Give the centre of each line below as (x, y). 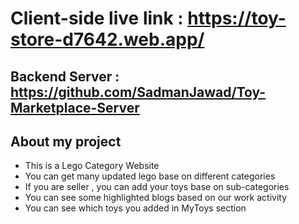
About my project (66, 141)
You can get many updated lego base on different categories (150, 176)
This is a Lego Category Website (92, 166)
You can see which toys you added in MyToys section (135, 208)
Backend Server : (65, 76)
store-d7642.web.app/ (107, 39)
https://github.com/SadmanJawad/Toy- (138, 92)
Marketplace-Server (75, 107)
